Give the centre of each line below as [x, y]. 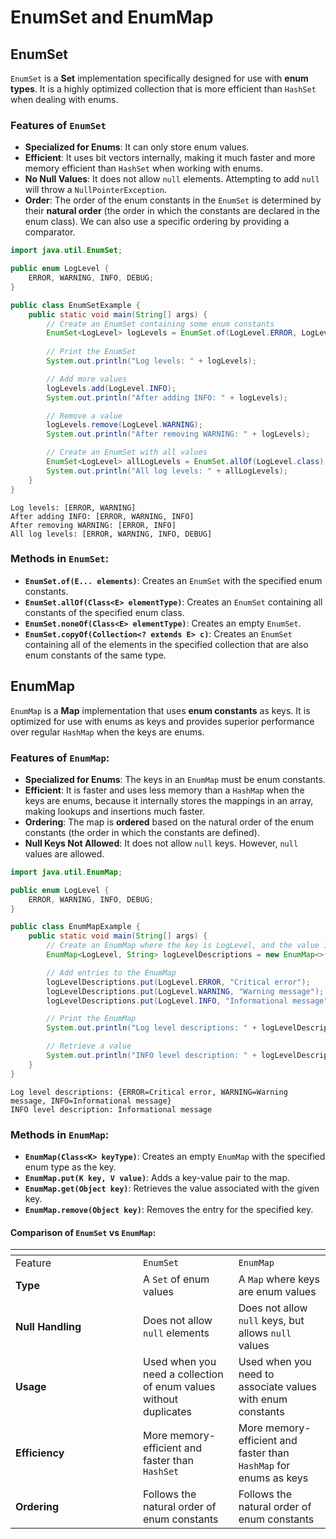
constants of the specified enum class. [104, 612]
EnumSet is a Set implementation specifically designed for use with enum [159, 78]
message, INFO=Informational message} [91, 1101]
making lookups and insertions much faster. [115, 811]
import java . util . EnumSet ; [66, 251]
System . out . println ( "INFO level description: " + [151, 1056]
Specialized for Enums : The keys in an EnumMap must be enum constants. [175, 779]
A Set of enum [176, 1279]
